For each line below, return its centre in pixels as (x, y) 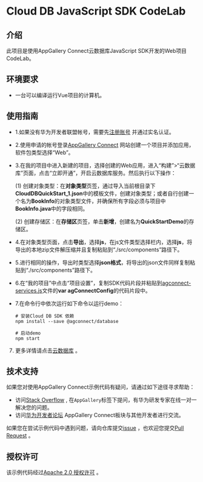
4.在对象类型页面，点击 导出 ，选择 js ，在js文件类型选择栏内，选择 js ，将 (104, 242)
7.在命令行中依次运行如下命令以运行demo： (69, 303)
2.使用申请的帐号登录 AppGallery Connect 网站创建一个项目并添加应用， (105, 144)
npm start (28, 338)
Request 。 (20, 436)
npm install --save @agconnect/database (67, 321)
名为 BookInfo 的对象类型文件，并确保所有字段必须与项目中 (93, 201)
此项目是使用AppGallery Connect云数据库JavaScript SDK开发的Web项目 (96, 51)
